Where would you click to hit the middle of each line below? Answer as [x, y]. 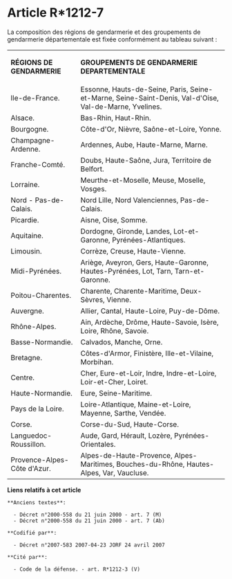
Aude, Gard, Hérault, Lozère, [126, 436]
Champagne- [33, 140]
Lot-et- [186, 231]
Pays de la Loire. [37, 409]
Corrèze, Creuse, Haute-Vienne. [133, 251]
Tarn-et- [190, 271]
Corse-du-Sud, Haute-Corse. [130, 424]
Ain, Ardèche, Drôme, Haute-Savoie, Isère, [149, 322]
